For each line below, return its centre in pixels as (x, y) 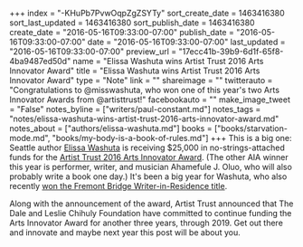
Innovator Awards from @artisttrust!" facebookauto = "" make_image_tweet (150, 100)
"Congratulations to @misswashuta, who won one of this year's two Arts (145, 90)
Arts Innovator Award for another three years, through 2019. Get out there (146, 223)
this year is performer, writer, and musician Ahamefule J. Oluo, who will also (151, 167)
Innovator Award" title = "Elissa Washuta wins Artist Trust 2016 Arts (135, 71)
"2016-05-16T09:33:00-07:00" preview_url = (93, 52)
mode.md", (30, 138)
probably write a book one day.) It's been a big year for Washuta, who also (148, 176)
